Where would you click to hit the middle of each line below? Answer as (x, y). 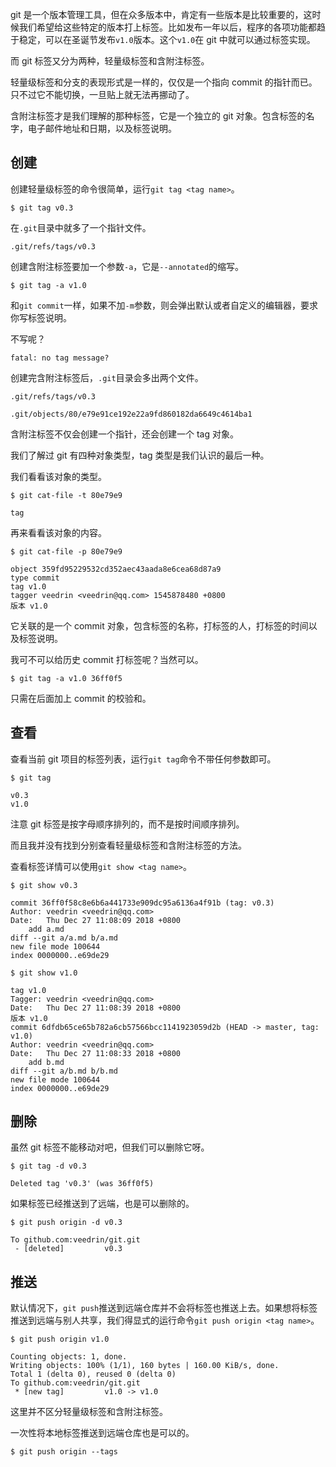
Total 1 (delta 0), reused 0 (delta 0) (93, 1374)
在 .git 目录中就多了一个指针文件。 (81, 227)
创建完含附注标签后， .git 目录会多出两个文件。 (107, 377)
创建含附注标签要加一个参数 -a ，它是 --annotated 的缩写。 (127, 266)
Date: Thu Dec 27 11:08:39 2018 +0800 (96, 1008)
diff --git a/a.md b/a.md (64, 938)
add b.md (46, 1062)
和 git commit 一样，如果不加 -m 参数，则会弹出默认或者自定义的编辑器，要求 (164, 305)
